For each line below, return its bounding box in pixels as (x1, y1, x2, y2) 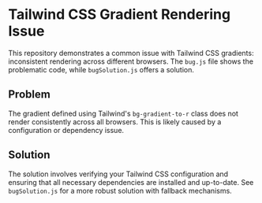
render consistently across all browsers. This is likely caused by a (8, 116, 222, 127)
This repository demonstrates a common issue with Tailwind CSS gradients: (8, 48, 254, 57)
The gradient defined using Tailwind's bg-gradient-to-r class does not (8, 109, 239, 118)
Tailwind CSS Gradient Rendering (8, 6, 231, 24)
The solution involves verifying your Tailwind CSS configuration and (8, 169, 229, 179)
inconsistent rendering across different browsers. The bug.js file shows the (8, 57, 254, 66)
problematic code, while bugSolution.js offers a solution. (8, 65, 195, 74)
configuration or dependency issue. (8, 125, 125, 135)
